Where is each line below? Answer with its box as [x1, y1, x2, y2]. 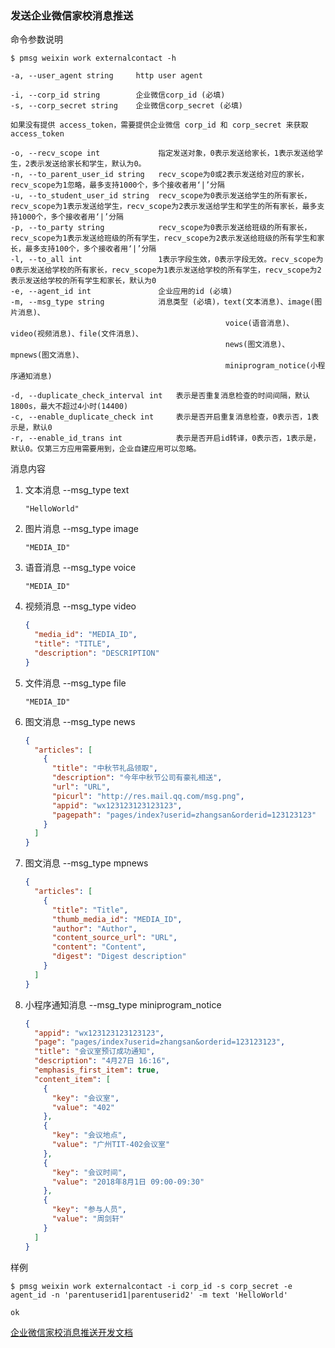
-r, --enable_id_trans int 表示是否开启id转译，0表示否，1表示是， [10, 433, 321, 444]
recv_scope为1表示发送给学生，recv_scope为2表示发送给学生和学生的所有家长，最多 [10, 202, 318, 212]
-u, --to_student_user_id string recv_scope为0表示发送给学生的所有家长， [10, 191, 312, 201]
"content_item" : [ [34, 1074, 111, 1084]
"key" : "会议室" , [51, 1093, 120, 1103]
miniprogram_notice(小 [224, 361, 318, 371]
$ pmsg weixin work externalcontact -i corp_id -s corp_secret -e [10, 1281, 293, 1291]
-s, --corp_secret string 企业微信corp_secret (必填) [10, 101, 244, 111]
